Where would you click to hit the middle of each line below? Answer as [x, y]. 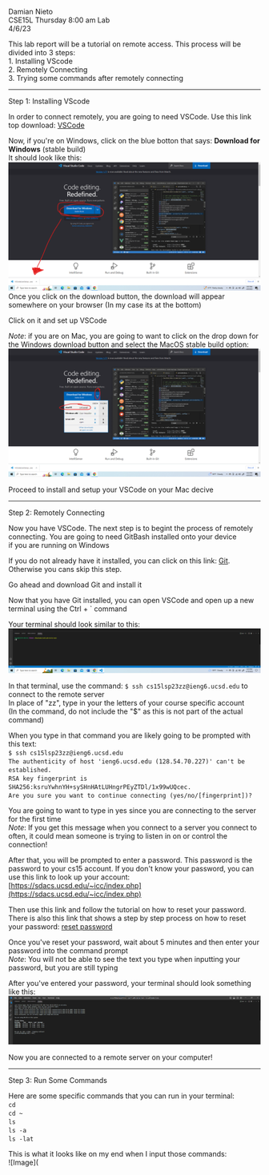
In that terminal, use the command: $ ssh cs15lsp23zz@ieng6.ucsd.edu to [128, 686]
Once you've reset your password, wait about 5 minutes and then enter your [134, 942]
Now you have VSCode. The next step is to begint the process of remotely [131, 529]
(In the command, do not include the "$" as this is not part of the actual [126, 711]
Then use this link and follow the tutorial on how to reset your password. [127, 909]
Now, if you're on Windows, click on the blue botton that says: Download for [134, 141]
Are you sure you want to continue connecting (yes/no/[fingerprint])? [130, 795]
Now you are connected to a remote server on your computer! [110, 1057]
